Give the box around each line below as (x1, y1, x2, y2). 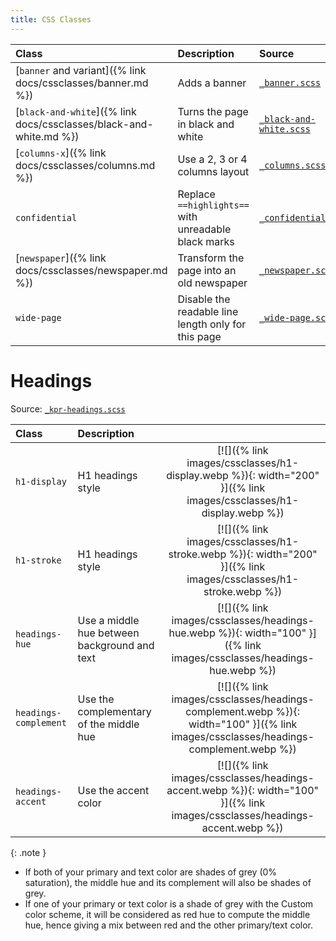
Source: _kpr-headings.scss (10, 402, 126, 415)
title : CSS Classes (10, 14, 92, 25)
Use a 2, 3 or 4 (177, 152, 248, 166)
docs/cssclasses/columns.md (15, 158, 156, 172)
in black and (177, 117, 235, 131)
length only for (177, 317, 247, 331)
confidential (15, 212, 78, 223)
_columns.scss (259, 159, 327, 171)
